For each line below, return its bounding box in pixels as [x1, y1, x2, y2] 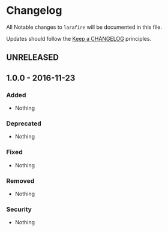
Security [6, 205, 32, 213]
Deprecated [6, 119, 42, 128]
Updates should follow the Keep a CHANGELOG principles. [6, 35, 152, 42]
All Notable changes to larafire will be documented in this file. [6, 23, 163, 31]
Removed [6, 176, 35, 185]
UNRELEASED [6, 52, 59, 63]
